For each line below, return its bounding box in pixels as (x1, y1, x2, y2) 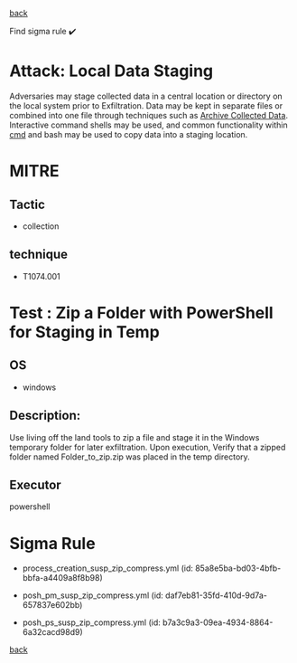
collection (22, 221, 60, 232)
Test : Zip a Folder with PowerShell (9, 302, 274, 323)
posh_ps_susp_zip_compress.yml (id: (22, 617, 161, 628)
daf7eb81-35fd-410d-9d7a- (165, 590, 268, 601)
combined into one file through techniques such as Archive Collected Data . (9, 109, 289, 120)
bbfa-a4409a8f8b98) (22, 573, 104, 583)
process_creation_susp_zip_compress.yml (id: (22, 563, 194, 573)
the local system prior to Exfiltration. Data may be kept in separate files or (9, 99, 283, 111)
